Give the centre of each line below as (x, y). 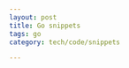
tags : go (25, 34)
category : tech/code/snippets (65, 42)
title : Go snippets (45, 26)
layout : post (33, 17)
